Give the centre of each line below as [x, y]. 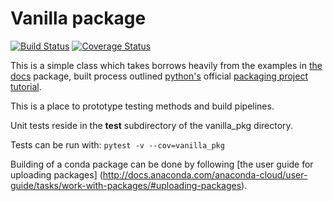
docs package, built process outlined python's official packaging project [159, 76]
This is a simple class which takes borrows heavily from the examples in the [166, 65]
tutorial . [26, 86]
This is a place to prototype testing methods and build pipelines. [142, 106]
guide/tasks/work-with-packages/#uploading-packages [126, 185]
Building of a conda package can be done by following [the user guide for [162, 164]
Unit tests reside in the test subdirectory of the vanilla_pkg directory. [151, 125]
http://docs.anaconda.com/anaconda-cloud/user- [205, 174]
